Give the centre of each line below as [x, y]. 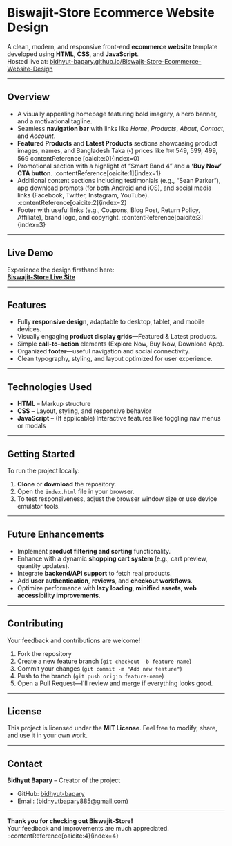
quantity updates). [43, 565]
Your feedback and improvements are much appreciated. [88, 829]
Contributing [35, 624]
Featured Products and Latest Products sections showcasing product [117, 143]
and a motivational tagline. [55, 121]
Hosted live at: [28, 61]
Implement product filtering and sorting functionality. [94, 551]
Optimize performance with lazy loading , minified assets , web [107, 588]
